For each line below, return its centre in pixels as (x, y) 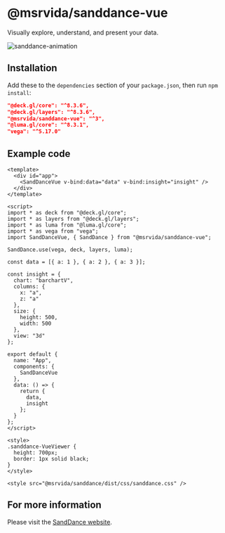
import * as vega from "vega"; (53, 231)
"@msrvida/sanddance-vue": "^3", (56, 118)
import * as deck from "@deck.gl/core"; (67, 212)
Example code (39, 154)
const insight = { (34, 274)
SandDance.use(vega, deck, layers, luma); (70, 250)
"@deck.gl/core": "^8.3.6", (48, 105)
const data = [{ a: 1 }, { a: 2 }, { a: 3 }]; (76, 262)
